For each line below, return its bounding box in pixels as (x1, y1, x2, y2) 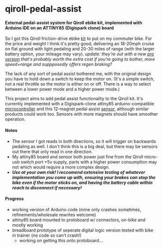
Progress (5, 196, 24, 202)
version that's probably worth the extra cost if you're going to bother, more (5, 56, 155, 62)
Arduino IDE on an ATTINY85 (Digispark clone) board (5, 25, 114, 31)
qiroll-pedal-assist (5, 3, 81, 15)
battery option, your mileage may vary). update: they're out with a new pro (5, 51, 154, 57)
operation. (5, 116, 26, 122)
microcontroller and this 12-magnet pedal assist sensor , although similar (5, 106, 149, 112)
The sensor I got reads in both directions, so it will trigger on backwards (12, 138, 156, 144)
